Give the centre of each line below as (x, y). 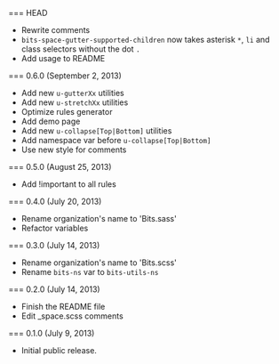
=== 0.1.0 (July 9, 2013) (52, 333)
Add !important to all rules (68, 184)
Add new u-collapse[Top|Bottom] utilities (96, 131)
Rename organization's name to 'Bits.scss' (99, 263)
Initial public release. (59, 350)
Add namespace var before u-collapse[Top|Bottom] (116, 140)
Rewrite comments (56, 30)
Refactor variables (55, 228)
